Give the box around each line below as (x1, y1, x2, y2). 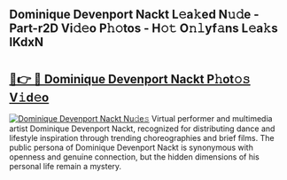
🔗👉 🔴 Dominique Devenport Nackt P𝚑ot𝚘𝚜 (9, 71, 251, 87)
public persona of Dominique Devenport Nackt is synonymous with (9, 142, 254, 153)
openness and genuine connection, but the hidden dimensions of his (9, 152, 260, 162)
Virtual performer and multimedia (151, 113, 273, 123)
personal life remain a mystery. (9, 161, 122, 171)
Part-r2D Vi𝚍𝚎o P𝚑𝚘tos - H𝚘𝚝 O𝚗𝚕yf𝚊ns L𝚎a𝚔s (9, 21, 278, 36)
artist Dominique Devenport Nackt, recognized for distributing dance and (9, 123, 275, 134)
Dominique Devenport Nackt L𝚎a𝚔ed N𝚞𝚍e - (9, 7, 260, 22)
